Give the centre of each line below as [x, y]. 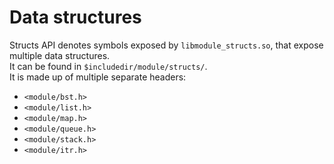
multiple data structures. [60, 55]
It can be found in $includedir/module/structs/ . [108, 66]
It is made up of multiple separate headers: [98, 77]
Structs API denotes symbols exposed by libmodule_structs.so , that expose [166, 45]
